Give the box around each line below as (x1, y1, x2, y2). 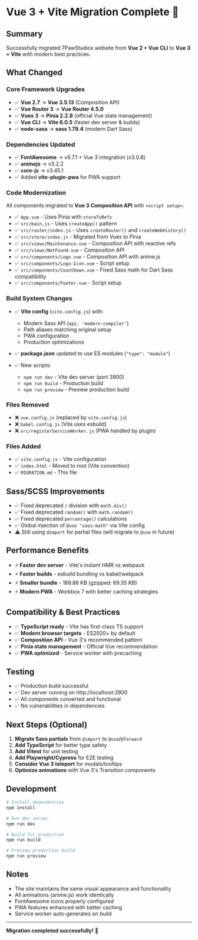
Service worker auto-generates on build (14, 910, 112, 917)
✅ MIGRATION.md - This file (14, 469, 77, 476)
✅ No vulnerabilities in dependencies (14, 702, 105, 709)
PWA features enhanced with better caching (14, 903, 123, 911)
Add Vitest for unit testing (14, 748, 78, 755)
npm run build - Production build (23, 379, 103, 386)
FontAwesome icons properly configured (14, 898, 114, 905)
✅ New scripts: (14, 362, 52, 369)
